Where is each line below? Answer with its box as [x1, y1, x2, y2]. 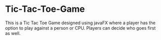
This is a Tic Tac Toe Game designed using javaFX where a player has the [5, 20, 156, 26]
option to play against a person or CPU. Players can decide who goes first [5, 25, 156, 31]
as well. [5, 30, 21, 36]
